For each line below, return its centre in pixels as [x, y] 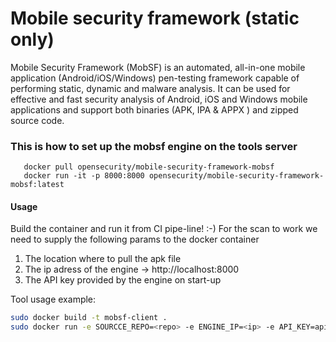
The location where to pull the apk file [103, 259]
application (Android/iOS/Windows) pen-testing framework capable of [155, 78]
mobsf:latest [37, 185]
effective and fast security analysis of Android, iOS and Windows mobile [159, 99]
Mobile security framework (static [155, 18]
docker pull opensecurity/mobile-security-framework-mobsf [149, 167]
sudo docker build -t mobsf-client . [89, 318]
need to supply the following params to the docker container [135, 239]
